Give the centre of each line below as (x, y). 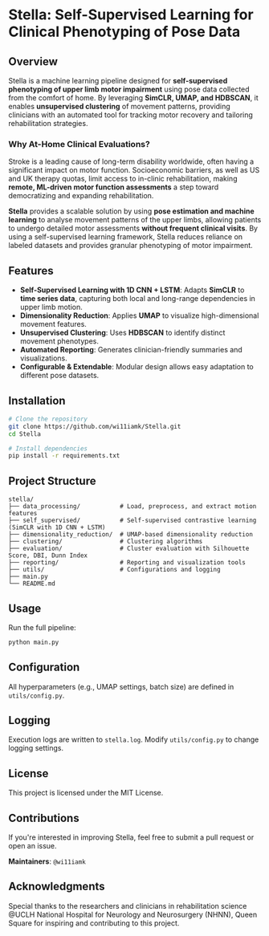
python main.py (34, 642)
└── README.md (32, 584)
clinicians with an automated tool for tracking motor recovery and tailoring (130, 115)
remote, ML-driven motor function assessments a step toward (114, 187)
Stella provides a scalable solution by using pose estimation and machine (131, 211)
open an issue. (33, 846)
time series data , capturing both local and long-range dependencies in (137, 299)
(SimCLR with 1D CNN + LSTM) (57, 527)
